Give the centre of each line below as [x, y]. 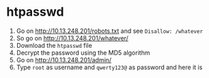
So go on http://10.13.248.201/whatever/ [72, 38]
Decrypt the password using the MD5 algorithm [83, 53]
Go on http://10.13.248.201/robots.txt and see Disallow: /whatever [109, 31]
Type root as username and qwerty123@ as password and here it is [109, 67]
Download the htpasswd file [54, 45]
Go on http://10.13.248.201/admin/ [64, 60]
